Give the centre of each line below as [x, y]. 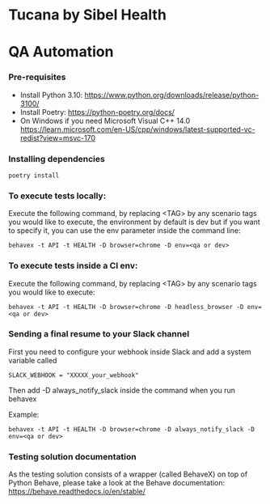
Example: [24, 414]
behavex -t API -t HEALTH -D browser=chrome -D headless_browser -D [126, 307]
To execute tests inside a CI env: [73, 266]
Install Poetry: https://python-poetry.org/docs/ [97, 112]
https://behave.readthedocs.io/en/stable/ [77, 492]
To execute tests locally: [57, 196]
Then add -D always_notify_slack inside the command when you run [122, 390]
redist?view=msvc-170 [57, 138]
